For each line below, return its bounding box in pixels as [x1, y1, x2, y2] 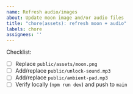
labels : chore [6, 26, 43, 32]
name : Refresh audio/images [6, 9, 78, 15]
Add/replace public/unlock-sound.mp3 [15, 67, 111, 74]
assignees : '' [6, 32, 43, 38]
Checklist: [6, 48, 32, 56]
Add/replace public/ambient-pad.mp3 [15, 74, 109, 81]
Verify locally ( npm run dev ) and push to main [15, 81, 128, 89]
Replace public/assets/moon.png [15, 60, 98, 68]
